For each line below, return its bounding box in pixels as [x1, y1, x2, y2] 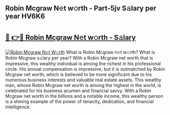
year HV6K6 [5, 12, 45, 21]
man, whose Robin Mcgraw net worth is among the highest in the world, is [5, 82, 161, 88]
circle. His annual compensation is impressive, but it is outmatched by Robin [5, 66, 165, 72]
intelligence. [5, 104, 31, 110]
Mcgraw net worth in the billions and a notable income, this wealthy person [5, 93, 163, 99]
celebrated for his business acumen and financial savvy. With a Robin [5, 88, 152, 94]
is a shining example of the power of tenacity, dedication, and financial [5, 99, 154, 104]
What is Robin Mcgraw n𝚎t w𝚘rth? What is [66, 49, 155, 55]
